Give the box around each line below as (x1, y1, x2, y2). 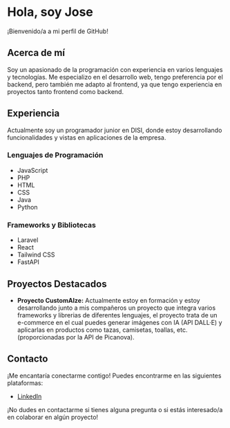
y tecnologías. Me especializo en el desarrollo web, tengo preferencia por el (7, 73, 223, 81)
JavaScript (17, 166, 48, 174)
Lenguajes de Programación (7, 150, 104, 160)
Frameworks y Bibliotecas (7, 220, 97, 230)
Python (17, 203, 38, 211)
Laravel (17, 236, 39, 244)
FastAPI (17, 258, 39, 266)
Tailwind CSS (17, 250, 55, 259)
